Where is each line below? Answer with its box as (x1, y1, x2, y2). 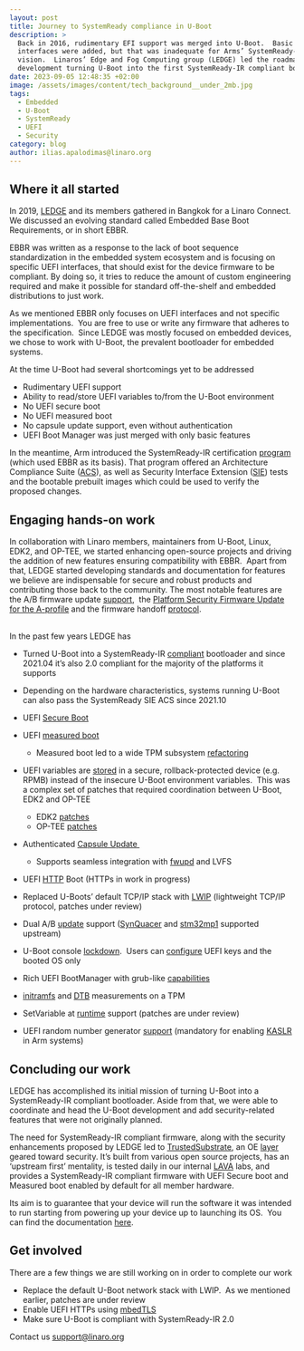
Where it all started (9, 182, 119, 198)
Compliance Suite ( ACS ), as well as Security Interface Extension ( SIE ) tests (9, 467, 289, 478)
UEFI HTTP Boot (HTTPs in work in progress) (22, 873, 191, 884)
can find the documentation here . (9, 1217, 134, 1228)
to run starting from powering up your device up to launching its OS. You (9, 1207, 282, 1219)
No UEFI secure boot (22, 400, 101, 412)
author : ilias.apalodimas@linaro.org (9, 148, 152, 157)
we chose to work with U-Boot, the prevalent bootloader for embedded (9, 337, 274, 348)
